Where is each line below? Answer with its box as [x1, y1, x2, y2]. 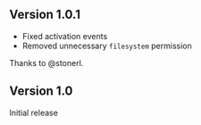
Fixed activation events [21, 30, 108, 41]
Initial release [9, 107, 58, 118]
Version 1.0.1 [9, 7, 81, 22]
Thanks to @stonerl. [9, 57, 84, 68]
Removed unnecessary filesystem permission [21, 40, 192, 51]
